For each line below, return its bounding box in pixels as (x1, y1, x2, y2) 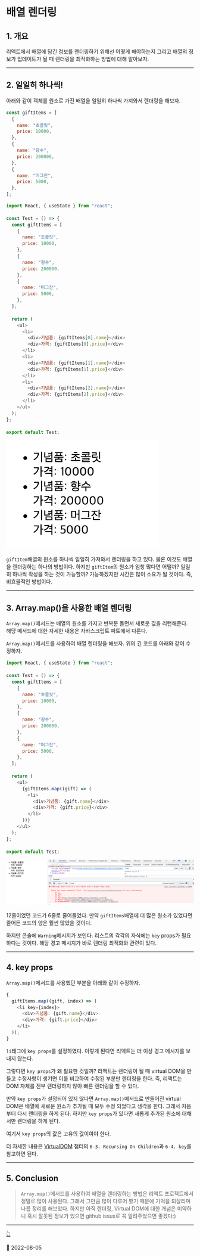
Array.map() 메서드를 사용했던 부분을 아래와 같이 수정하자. (6, 979, 141, 986)
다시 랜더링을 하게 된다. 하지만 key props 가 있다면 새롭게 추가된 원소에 (17, 1110, 181, 1117)
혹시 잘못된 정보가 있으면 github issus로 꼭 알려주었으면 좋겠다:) (27, 1212, 177, 1219)
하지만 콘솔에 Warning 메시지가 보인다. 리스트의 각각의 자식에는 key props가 (6, 932, 180, 939)
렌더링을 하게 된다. (17, 1117, 61, 1124)
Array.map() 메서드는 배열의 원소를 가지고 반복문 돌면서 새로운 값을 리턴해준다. (6, 620, 188, 627)
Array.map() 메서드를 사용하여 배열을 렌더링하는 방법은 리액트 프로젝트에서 (20, 1190, 193, 1197)
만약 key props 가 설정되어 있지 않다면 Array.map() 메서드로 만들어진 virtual (6, 1095, 182, 1102)
